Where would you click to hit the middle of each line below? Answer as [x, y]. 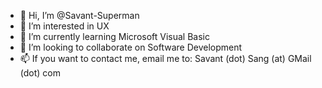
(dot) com [40, 73]
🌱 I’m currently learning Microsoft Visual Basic [114, 36]
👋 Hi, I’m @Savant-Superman [79, 15]
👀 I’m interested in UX [64, 26]
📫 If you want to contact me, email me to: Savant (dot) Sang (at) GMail [165, 58]
